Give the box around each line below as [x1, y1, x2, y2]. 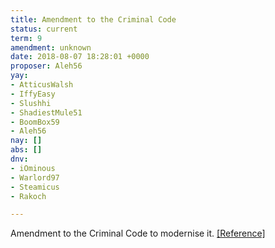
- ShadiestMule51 [10, 107, 83, 118]
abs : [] [10, 145, 43, 155]
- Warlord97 [10, 172, 60, 183]
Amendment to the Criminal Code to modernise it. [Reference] [10, 227, 266, 240]
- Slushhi [10, 98, 52, 108]
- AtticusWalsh [10, 80, 74, 90]
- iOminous [10, 163, 56, 173]
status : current [10, 24, 78, 34]
